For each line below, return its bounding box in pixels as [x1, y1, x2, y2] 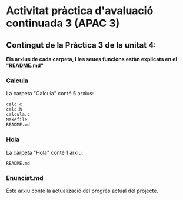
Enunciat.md [6, 174, 44, 182]
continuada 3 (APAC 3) [6, 16, 120, 30]
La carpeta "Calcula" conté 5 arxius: [6, 90, 94, 97]
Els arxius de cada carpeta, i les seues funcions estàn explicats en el [6, 56, 178, 62]
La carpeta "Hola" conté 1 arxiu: [6, 149, 84, 156]
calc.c [6, 101, 22, 107]
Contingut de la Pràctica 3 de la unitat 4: [6, 40, 157, 50]
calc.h [6, 106, 22, 112]
